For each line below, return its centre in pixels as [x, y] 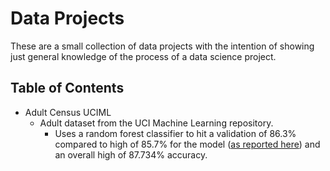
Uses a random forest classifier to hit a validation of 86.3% [175, 133]
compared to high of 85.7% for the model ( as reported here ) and [187, 144]
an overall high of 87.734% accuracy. [131, 154]
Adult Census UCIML [68, 112]
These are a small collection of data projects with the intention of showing [162, 46]
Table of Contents [67, 88]
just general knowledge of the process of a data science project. [143, 56]
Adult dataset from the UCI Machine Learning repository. [156, 123]
